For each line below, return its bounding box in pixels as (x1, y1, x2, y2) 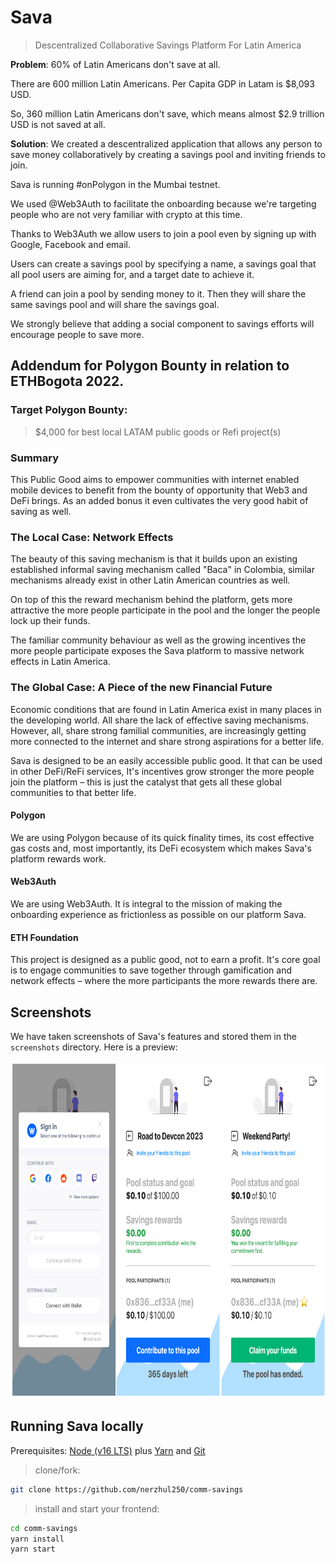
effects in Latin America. (10, 656, 111, 668)
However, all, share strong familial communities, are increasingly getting (10, 724, 307, 736)
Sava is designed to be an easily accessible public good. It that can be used (10, 754, 323, 766)
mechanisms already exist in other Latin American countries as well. (10, 574, 291, 586)
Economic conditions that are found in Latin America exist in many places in (10, 703, 322, 715)
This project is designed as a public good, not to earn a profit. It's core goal (10, 954, 321, 966)
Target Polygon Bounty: (10, 403, 128, 417)
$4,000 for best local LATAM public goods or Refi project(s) (34, 426, 282, 438)
